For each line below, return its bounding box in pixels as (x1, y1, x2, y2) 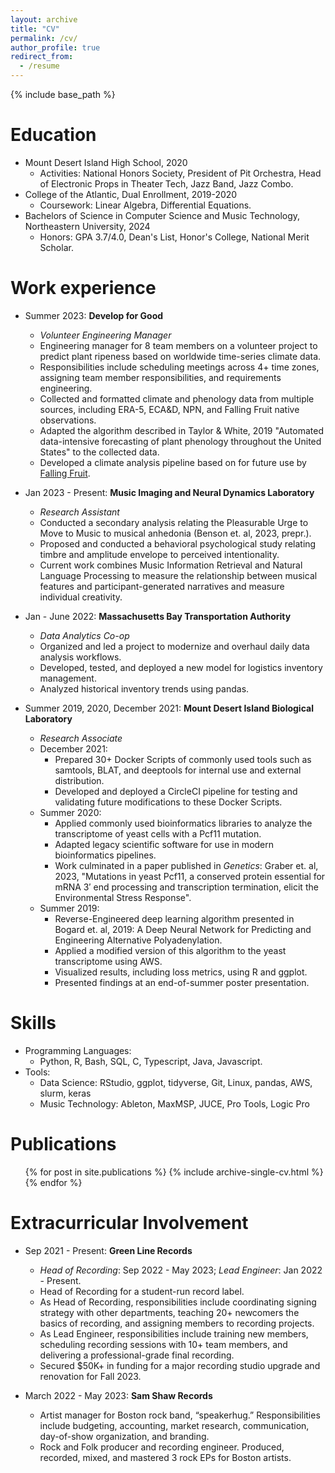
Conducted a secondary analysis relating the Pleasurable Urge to (39, 516, 309, 528)
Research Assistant (39, 506, 120, 518)
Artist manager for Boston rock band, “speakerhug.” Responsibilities (39, 1409, 321, 1421)
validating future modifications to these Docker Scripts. (54, 796, 283, 808)
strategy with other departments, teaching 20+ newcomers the (39, 1306, 300, 1318)
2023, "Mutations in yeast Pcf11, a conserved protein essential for (54, 870, 326, 882)
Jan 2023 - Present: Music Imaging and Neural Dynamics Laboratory (24, 486, 315, 498)
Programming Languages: (24, 1044, 132, 1056)
